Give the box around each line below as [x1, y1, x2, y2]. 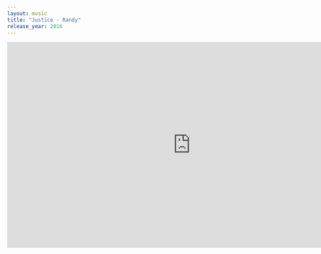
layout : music [7, 10, 48, 17]
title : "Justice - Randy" [7, 16, 81, 23]
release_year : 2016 [7, 23, 63, 30]
